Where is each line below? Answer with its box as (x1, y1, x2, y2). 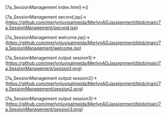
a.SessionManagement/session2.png (5, 86, 81, 92)
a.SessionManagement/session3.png (5, 106, 81, 112)
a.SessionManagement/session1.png (5, 65, 81, 71)
